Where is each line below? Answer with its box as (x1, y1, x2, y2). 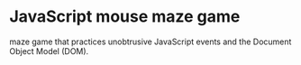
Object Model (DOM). (9, 45, 89, 56)
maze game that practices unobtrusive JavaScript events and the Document (9, 36, 292, 47)
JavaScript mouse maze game (9, 6, 241, 27)
